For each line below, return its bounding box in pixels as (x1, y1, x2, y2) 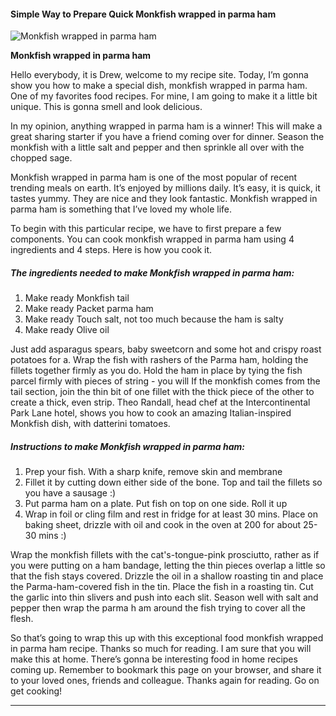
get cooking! (10, 685, 63, 697)
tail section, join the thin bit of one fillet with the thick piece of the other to (10, 386, 315, 398)
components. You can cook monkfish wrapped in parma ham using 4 (10, 233, 295, 245)
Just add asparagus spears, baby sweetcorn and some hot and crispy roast (10, 343, 322, 355)
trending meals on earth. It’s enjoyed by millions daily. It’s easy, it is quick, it (10, 182, 321, 194)
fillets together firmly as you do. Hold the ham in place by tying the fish (10, 365, 303, 377)
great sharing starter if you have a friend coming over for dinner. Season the (10, 131, 325, 143)
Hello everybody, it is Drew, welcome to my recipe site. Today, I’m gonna (10, 69, 309, 81)
